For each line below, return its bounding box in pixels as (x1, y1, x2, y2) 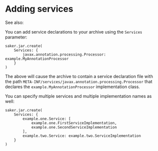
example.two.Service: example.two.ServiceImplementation (23, 133, 141, 138)
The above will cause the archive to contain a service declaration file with (5, 73, 153, 79)
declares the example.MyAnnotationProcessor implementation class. (5, 84, 140, 90)
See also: (5, 19, 24, 25)
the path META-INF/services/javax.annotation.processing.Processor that (5, 78, 153, 84)
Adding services (5, 3, 73, 15)
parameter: (5, 34, 28, 40)
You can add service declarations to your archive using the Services (5, 29, 143, 35)
